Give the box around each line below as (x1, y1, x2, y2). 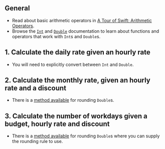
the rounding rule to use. (12, 138, 63, 144)
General (5, 4, 31, 13)
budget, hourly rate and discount (5, 119, 110, 128)
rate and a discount (5, 84, 66, 93)
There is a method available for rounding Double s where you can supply (12, 133, 160, 139)
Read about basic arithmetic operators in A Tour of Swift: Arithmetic (12, 17, 152, 23)
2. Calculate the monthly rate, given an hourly (5, 76, 151, 85)
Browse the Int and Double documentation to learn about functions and (12, 28, 159, 34)
